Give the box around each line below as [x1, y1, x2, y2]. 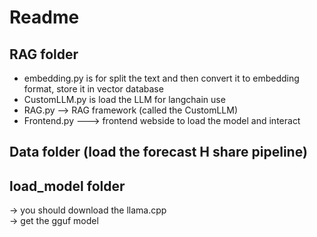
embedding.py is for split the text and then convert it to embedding [23, 72, 300, 84]
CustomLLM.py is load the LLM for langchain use [23, 94, 226, 105]
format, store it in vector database [23, 83, 164, 95]
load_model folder [9, 177, 126, 195]
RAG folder [9, 46, 79, 63]
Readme [9, 6, 80, 29]
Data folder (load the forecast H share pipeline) [9, 144, 308, 161]
